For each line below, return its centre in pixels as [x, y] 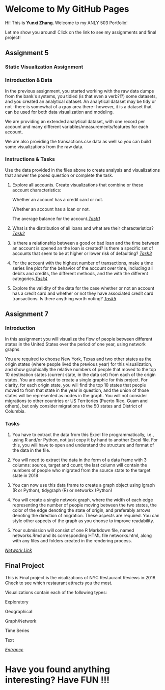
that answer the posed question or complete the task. [59, 175]
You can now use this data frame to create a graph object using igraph [83, 485]
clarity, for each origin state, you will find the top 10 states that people [76, 385]
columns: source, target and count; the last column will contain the [80, 465]
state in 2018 [25, 475]
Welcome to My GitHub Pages [67, 9]
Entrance [14, 649]
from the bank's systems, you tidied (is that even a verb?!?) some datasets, [81, 96]
